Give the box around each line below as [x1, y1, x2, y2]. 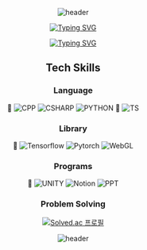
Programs [53, 160, 93, 171]
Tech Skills [45, 61, 101, 75]
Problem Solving [40, 198, 106, 210]
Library [58, 123, 88, 134]
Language [53, 85, 93, 96]
